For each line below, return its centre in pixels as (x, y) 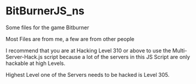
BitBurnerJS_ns (45, 11)
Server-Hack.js (24, 57)
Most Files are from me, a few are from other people (70, 39)
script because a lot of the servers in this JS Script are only (117, 57)
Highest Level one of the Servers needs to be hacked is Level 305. (88, 74)
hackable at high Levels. (35, 63)
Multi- (180, 50)
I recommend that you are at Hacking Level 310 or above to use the (88, 50)
